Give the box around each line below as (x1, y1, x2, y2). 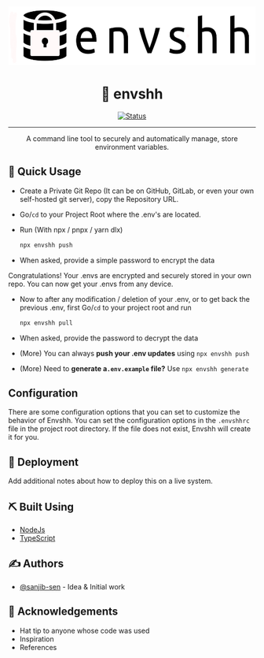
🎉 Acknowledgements (8, 605, 119, 619)
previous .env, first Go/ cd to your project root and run (19, 303, 192, 312)
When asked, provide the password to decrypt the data (19, 333, 199, 343)
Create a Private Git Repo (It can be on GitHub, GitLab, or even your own (19, 186, 254, 195)
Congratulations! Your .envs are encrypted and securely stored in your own (8, 270, 251, 280)
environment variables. (94, 142, 170, 151)
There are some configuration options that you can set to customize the (8, 407, 240, 417)
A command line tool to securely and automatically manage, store (26, 133, 238, 143)
